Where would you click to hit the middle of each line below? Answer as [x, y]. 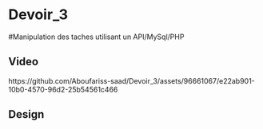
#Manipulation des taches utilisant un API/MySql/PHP [96, 37]
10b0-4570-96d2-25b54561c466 [63, 89]
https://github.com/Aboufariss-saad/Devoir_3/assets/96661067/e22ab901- [132, 80]
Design [26, 114]
